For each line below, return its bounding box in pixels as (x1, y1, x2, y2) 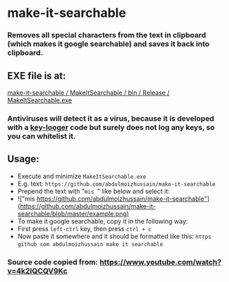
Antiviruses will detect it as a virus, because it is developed (7, 113, 215, 123)
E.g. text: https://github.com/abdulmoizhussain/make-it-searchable (17, 179, 216, 188)
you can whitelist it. (7, 131, 76, 141)
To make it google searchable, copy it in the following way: (17, 217, 188, 225)
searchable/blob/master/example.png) (17, 209, 129, 218)
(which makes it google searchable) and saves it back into (7, 39, 210, 49)
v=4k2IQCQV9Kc (7, 266, 68, 276)
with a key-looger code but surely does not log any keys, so (7, 122, 215, 132)
